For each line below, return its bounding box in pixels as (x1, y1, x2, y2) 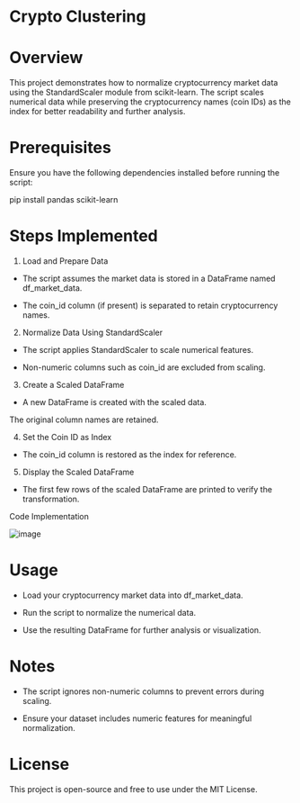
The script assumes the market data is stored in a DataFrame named (22, 273, 276, 284)
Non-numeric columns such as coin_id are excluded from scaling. (22, 362, 266, 373)
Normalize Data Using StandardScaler (22, 327, 163, 338)
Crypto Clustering (9, 6, 146, 27)
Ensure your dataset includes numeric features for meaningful (22, 713, 252, 724)
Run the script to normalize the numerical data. (22, 607, 197, 618)
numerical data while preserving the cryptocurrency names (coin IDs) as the (9, 96, 292, 107)
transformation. (22, 493, 80, 504)
